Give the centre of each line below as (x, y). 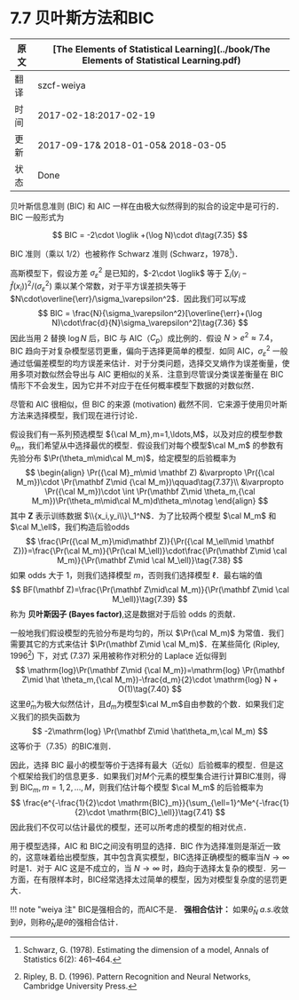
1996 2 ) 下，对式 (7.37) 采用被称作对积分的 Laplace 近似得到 (118, 655)
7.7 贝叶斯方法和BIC (82, 18)
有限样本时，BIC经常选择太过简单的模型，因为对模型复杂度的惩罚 (160, 879)
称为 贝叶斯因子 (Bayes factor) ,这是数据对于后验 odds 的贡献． (125, 615)
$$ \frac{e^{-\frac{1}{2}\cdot (63, 803)
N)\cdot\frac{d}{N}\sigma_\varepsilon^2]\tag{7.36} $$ (150, 322)
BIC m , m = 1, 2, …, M (56, 788)
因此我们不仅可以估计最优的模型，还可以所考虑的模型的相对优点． (130, 828)
